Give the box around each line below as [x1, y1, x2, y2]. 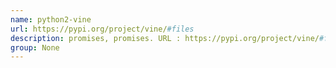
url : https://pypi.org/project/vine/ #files [10, 24, 195, 34]
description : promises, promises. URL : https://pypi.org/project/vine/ [10, 33, 320, 43]
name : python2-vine [10, 14, 92, 25]
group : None [10, 42, 60, 53]
